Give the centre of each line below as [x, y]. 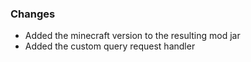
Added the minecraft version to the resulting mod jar [132, 36]
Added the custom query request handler [110, 46]
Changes [33, 14]
